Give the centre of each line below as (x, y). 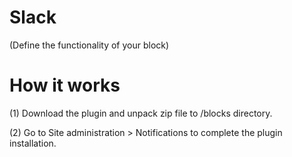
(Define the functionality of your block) (89, 45)
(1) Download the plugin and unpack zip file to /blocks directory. (141, 113)
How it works (65, 85)
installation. (33, 143)
